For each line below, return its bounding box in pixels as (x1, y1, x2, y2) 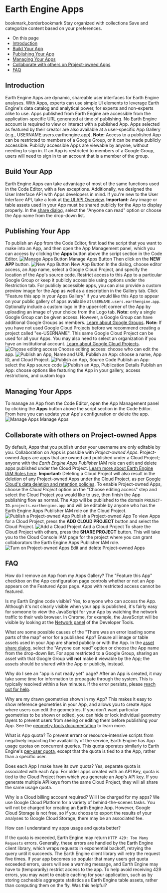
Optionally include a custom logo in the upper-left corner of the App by (5, 303, 151, 310)
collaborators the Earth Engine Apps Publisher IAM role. (5, 540, 120, 545)
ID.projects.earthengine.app (5, 503, 66, 508)
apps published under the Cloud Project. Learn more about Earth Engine (5, 465, 154, 471)
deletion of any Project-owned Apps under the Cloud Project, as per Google (5, 476, 161, 482)
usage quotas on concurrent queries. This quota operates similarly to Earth (5, 743, 160, 749)
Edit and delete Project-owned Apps (70, 545, 145, 551)
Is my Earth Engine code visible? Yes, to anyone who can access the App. (5, 598, 157, 604)
